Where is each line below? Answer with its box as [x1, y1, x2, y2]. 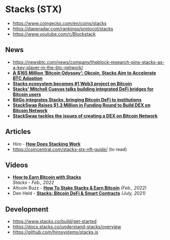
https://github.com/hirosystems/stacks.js [12, 229, 99, 235]
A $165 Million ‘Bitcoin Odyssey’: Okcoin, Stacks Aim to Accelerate [12, 70, 156, 76]
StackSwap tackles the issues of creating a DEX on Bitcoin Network [12, 113, 158, 119]
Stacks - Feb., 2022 [12, 179, 55, 185]
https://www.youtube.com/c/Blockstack [12, 31, 96, 37]
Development [5, 205, 49, 213]
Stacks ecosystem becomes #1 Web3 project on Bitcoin [12, 80, 133, 86]
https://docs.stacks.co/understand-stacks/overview [12, 224, 121, 230]
